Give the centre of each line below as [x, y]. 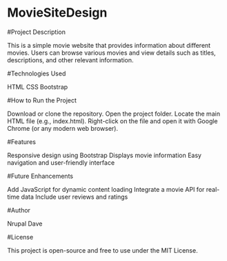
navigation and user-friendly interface [61, 162]
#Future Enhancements [40, 176]
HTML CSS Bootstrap [38, 87]
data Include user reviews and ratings [75, 197]
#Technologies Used [37, 73]
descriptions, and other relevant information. [70, 60]
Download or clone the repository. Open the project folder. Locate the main [114, 114]
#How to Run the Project [42, 100]
